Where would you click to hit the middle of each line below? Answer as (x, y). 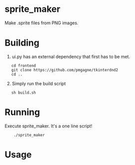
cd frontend (24, 65)
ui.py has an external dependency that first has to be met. (71, 56)
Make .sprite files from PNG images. (42, 23)
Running (22, 112)
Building (22, 43)
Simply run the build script (39, 83)
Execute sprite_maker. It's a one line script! (49, 126)
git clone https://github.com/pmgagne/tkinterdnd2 (65, 70)
